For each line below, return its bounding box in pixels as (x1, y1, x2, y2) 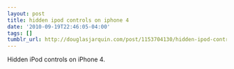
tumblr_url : (7, 36, 42, 43)
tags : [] (7, 29, 33, 37)
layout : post (7, 10, 45, 17)
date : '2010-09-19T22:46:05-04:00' (7, 23, 111, 30)
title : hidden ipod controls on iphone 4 (7, 17, 130, 24)
